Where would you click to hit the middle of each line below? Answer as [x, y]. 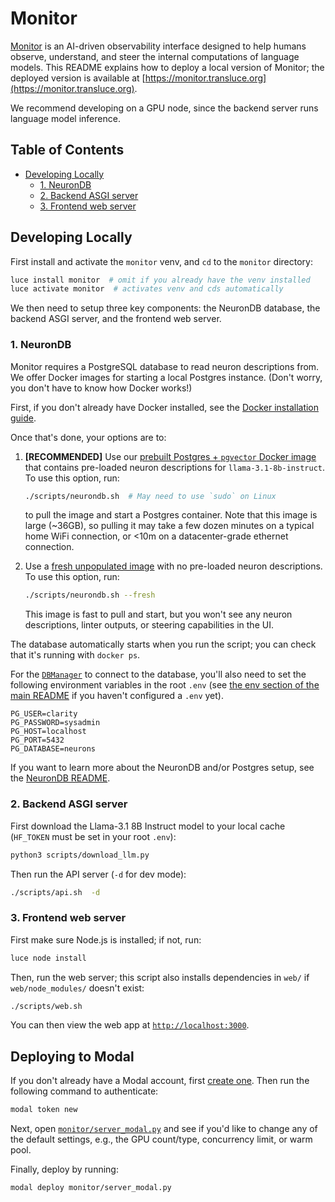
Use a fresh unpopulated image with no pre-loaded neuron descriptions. [173, 566]
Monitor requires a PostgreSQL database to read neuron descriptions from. [165, 366]
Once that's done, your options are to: [88, 437]
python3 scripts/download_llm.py [80, 855]
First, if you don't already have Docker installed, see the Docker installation [165, 407]
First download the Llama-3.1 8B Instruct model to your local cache [148, 826]
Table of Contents [67, 150]
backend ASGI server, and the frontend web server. [116, 319]
